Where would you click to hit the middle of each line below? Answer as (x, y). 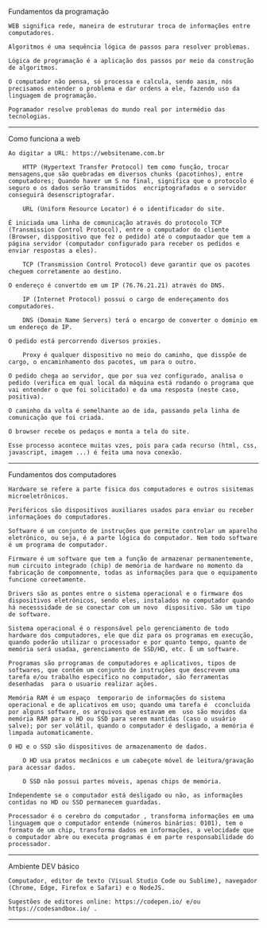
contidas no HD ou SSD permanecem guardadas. (85, 802)
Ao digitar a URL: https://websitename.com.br (87, 153)
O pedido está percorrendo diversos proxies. (85, 341)
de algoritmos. (33, 68)
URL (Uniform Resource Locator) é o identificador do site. (124, 209)
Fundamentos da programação (59, 12)
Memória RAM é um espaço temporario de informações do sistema (117, 698)
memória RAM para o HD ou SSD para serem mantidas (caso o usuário (122, 719)
